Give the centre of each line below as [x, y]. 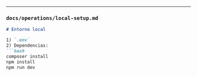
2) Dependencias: [27, 46]
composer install [27, 56]
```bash [16, 51]
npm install [21, 62]
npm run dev [21, 67]
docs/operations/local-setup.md [52, 18]
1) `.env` [18, 40]
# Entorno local [26, 30]
